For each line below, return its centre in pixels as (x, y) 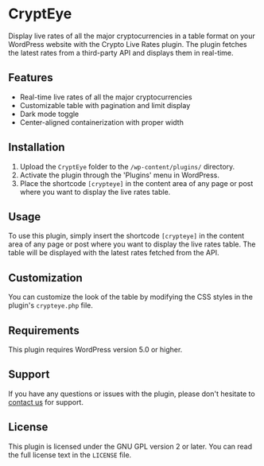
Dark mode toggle (49, 114)
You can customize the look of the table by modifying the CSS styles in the (130, 297)
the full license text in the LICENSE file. (70, 455)
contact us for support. (46, 402)
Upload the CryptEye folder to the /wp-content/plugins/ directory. (127, 166)
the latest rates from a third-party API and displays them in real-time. (121, 52)
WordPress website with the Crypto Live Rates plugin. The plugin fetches (128, 44)
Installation (37, 148)
